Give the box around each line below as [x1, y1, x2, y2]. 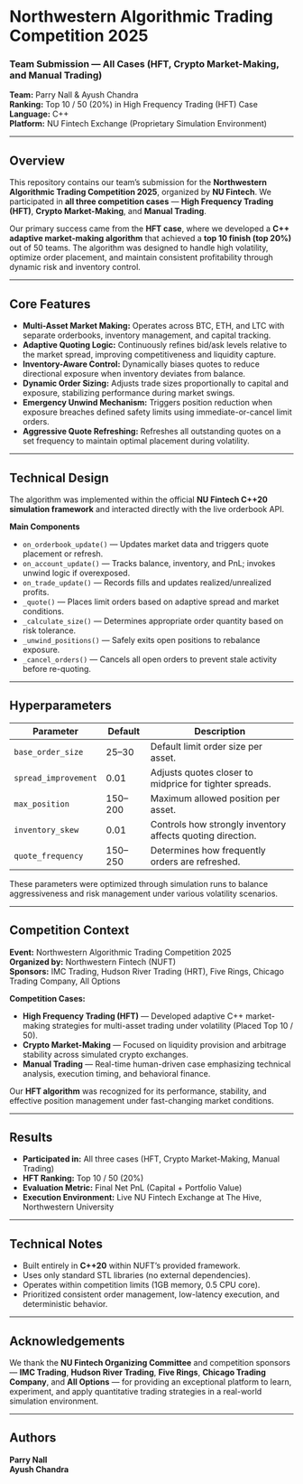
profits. [22, 586, 50, 597]
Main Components [9, 521, 80, 532]
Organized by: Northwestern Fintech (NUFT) [9, 956, 177, 967]
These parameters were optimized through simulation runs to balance [9, 878, 269, 889]
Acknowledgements [9, 1333, 125, 1349]
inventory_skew [14, 825, 79, 835]
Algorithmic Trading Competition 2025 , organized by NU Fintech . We [9, 187, 272, 198]
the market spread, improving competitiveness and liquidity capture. [22, 350, 277, 360]
